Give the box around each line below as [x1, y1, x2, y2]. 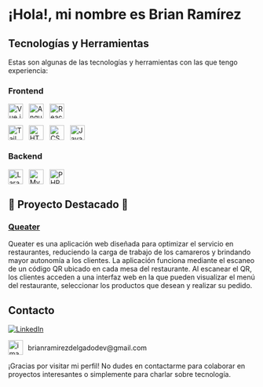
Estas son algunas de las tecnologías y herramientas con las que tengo [8, 57, 238, 67]
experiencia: [8, 66, 49, 75]
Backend [8, 151, 43, 162]
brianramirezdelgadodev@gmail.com [27, 343, 148, 352]
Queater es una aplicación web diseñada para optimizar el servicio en [8, 239, 234, 249]
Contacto [8, 304, 55, 317]
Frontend [8, 85, 44, 96]
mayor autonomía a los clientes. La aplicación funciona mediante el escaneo [8, 256, 255, 265]
